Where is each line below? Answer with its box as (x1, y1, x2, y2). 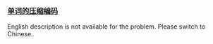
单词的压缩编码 (7, 6, 59, 15)
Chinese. (7, 30, 33, 38)
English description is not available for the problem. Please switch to (7, 22, 206, 31)
